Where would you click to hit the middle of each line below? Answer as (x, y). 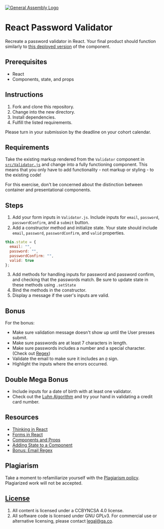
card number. (26, 402)
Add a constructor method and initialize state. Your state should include (85, 228)
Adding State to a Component (42, 445)
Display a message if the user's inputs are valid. (61, 295)
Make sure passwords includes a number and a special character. (79, 348)
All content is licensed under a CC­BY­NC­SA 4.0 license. (68, 510)
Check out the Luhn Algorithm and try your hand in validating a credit (82, 397)
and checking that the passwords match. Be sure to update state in (80, 280)
